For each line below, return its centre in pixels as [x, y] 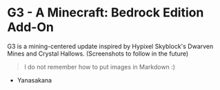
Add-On [30, 27]
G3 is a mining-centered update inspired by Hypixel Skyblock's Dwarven [110, 46]
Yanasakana [34, 80]
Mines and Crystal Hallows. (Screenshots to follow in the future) [98, 54]
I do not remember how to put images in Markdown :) [100, 67]
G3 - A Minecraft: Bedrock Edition [106, 13]
